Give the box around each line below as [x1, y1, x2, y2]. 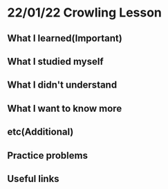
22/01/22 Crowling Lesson [7, 5, 162, 21]
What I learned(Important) [7, 32, 122, 44]
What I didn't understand [7, 79, 118, 91]
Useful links [7, 172, 60, 184]
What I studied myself [7, 55, 104, 67]
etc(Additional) [7, 126, 74, 138]
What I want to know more [7, 102, 122, 115]
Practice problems [7, 150, 88, 161]
